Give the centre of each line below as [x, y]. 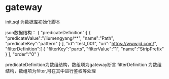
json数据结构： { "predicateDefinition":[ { [48, 32]
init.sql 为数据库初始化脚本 [33, 22]
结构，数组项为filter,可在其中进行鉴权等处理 [51, 71]
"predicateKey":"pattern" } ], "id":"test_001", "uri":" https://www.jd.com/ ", [81, 43]
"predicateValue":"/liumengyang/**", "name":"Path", [60, 38]
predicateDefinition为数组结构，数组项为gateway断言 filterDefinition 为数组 [83, 64]
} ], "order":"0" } [22, 54]
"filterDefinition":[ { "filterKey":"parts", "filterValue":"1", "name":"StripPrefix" [85, 49]
